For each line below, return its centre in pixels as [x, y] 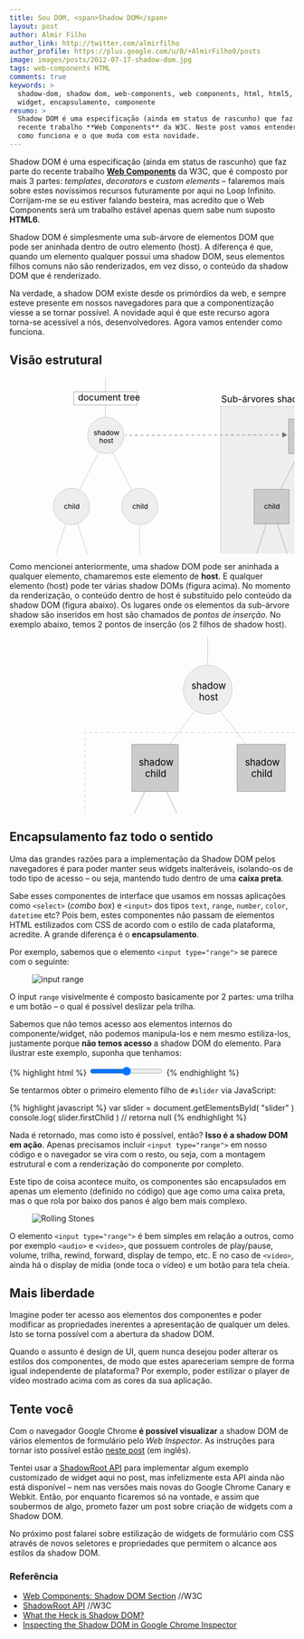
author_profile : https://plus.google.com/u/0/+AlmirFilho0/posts [135, 52]
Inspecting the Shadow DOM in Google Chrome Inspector [129, 1625]
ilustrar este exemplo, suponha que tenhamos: [96, 1052]
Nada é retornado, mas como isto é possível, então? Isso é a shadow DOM [148, 1135]
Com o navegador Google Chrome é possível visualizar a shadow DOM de [149, 1431]
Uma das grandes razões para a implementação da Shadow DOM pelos [142, 859]
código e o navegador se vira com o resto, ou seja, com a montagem [138, 1154]
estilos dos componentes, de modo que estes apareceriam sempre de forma [152, 1361]
